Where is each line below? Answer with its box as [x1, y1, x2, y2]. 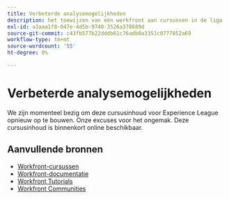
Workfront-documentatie [17, 169, 89, 178]
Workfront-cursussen [17, 162, 79, 170]
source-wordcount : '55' [7, 43, 77, 50]
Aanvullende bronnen [7, 144, 103, 156]
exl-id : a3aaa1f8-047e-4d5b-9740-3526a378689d [7, 23, 145, 30]
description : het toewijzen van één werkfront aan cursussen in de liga [7, 17, 223, 24]
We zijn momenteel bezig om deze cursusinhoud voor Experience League [7, 108, 219, 117]
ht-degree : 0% [7, 50, 49, 57]
